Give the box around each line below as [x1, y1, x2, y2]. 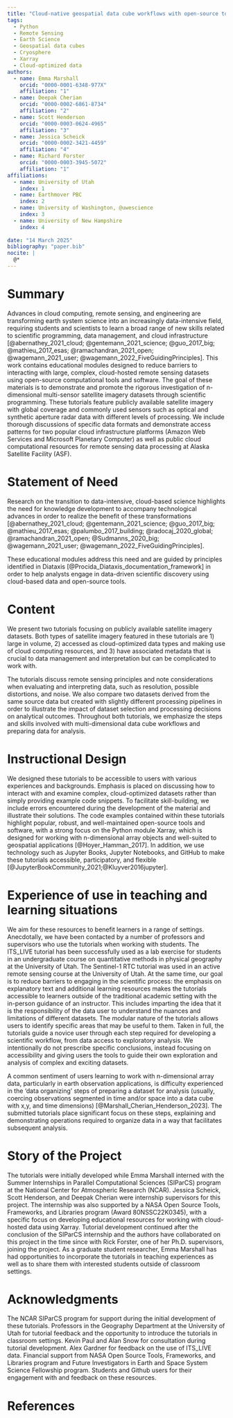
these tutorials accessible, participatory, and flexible [7, 856, 157, 864]
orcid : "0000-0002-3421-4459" [19, 140, 107, 147]
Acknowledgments [7, 1291, 119, 1307]
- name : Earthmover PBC [13, 191, 82, 198]
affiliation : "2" [19, 107, 70, 114]
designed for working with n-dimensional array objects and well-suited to [7, 833, 217, 842]
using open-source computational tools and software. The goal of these [7, 375, 213, 384]
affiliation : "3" [19, 127, 70, 134]
